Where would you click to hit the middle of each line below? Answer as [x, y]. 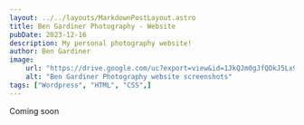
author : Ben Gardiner [50, 52]
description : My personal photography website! [101, 43]
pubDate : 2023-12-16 [48, 34]
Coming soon [34, 111]
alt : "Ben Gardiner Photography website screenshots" [129, 77]
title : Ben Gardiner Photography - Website [93, 26]
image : [22, 60]
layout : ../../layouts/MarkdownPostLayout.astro [103, 18]
